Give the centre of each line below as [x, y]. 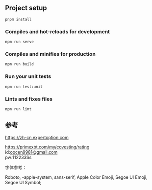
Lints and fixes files [29, 99]
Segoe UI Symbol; [23, 182]
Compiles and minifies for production [50, 54]
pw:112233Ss [18, 157]
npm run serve [20, 42]
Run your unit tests [28, 76]
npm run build [20, 64]
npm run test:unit [24, 87]
